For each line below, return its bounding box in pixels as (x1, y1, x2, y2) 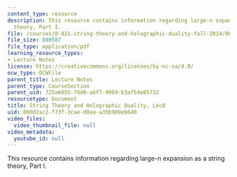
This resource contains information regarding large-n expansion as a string (7, 154, 226, 163)
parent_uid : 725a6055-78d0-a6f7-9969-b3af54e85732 (7, 89, 159, 96)
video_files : (7, 115, 46, 122)
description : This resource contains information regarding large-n (7, 17, 213, 24)
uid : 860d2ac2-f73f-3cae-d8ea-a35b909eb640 (7, 109, 138, 116)
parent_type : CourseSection (7, 83, 90, 90)
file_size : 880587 (7, 37, 61, 44)
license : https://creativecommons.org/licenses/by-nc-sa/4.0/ (7, 63, 194, 70)
